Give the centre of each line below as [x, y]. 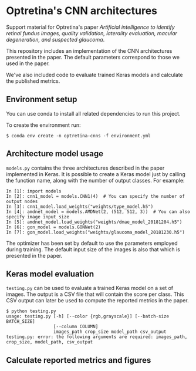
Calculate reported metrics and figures [79, 360]
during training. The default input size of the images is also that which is [93, 249]
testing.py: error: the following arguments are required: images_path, [97, 337]
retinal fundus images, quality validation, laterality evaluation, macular [92, 33]
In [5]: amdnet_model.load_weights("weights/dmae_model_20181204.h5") [94, 222]
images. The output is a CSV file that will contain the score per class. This [95, 294]
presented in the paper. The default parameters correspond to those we [93, 57]
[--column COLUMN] [76, 327]
